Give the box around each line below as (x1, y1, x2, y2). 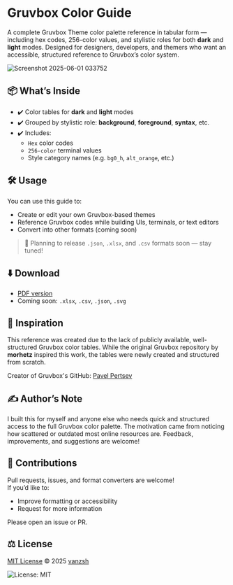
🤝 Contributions (7, 457, 77, 470)
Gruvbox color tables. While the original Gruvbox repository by (38, 343, 218, 351)
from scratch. (7, 358, 47, 367)
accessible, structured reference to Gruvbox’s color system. (7, 50, 179, 59)
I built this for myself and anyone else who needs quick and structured (7, 415, 210, 423)
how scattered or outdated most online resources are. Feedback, (7, 430, 194, 438)
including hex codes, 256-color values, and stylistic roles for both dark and (7, 35, 224, 43)
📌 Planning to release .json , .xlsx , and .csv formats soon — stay (24, 239, 212, 247)
